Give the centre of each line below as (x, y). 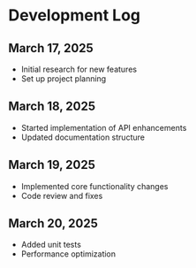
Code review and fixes (62, 195)
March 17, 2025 (51, 48)
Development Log (75, 15)
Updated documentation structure (83, 137)
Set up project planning (64, 79)
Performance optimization (68, 254)
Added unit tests (51, 245)
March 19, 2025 (52, 165)
